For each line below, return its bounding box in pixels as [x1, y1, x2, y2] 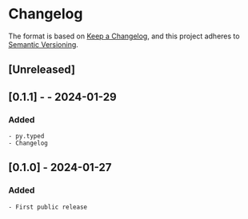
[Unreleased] [8, 63, 76, 77]
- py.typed [8, 133, 45, 141]
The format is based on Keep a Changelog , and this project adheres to [8, 31, 240, 41]
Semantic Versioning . [8, 39, 78, 49]
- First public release [8, 203, 88, 211]
